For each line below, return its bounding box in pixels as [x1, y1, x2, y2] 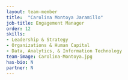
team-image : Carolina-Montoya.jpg [6, 54, 93, 60]
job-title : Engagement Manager [6, 20, 85, 26]
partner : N [6, 64, 34, 71]
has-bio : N [6, 59, 34, 65]
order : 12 [6, 25, 31, 32]
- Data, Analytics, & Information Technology [6, 48, 122, 54]
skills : [6, 31, 26, 37]
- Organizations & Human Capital [6, 43, 90, 49]
